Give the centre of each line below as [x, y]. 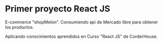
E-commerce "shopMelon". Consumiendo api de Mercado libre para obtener [81, 22]
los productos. [19, 27]
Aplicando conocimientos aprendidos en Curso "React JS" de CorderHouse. [81, 36]
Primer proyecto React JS [58, 9]
